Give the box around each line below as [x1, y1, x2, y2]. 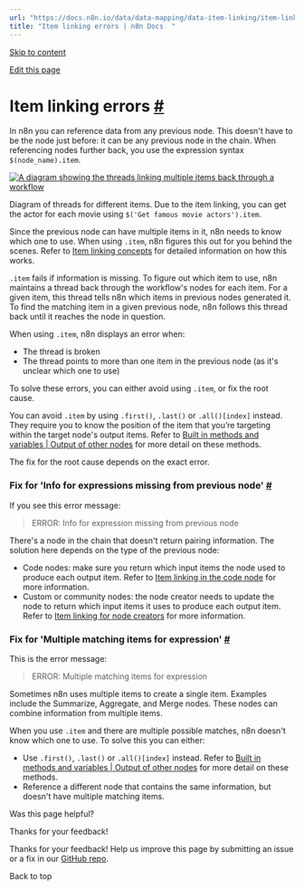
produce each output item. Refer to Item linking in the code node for [22, 571, 276, 582]
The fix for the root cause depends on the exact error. [9, 456, 210, 467]
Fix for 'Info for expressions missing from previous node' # [9, 479, 273, 492]
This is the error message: [9, 654, 107, 665]
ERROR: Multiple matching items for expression [31, 671, 208, 682]
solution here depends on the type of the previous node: [9, 544, 220, 555]
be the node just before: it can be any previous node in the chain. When [9, 135, 277, 146]
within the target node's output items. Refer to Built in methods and [9, 429, 260, 440]
